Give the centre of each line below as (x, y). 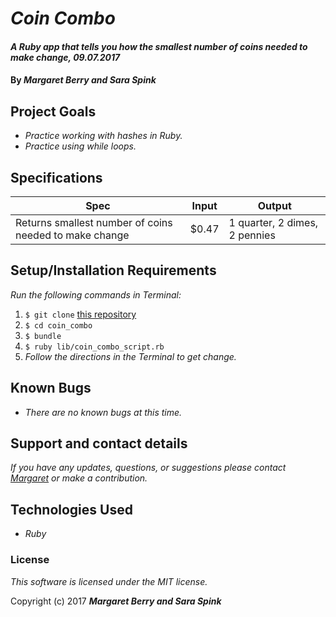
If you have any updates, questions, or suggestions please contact (148, 468)
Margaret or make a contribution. (79, 478)
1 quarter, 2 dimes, (273, 222)
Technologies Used (71, 509)
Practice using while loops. (80, 146)
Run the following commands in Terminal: (96, 294)
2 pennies (252, 235)
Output (274, 205)
